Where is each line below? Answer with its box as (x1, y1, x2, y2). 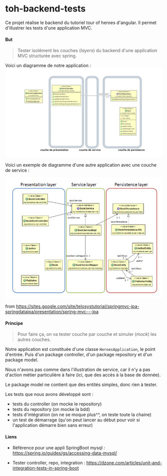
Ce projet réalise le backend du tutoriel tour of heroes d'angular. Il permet (5, 20, 156, 26)
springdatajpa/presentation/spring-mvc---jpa (5, 309, 99, 315)
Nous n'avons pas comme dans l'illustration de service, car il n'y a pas (5, 366, 150, 373)
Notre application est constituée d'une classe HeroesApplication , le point (5, 346, 156, 352)
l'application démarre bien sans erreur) (12, 422, 93, 428)
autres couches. (17, 336, 51, 343)
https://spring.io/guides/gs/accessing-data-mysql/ (12, 450, 117, 456)
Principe (5, 320, 23, 326)
